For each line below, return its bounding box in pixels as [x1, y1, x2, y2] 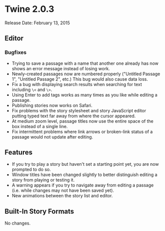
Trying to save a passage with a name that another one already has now [11, 60, 159, 66]
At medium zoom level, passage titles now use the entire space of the [11, 118, 154, 124]
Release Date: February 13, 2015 [4, 20, 70, 26]
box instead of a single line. [11, 123, 68, 129]
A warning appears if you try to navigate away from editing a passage [11, 182, 154, 188]
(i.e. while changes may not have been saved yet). [11, 187, 114, 193]
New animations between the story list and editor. [11, 193, 113, 199]
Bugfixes [4, 49, 27, 56]
